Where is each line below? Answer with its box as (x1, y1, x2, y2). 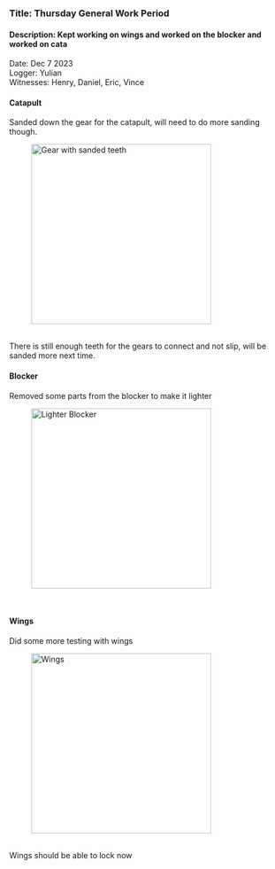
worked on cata (9, 38, 68, 49)
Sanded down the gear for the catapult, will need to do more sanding (9, 117, 260, 128)
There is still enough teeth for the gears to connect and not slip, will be (9, 341, 267, 352)
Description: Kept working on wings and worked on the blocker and (9, 29, 263, 40)
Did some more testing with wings (9, 635, 134, 646)
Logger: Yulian (9, 67, 63, 78)
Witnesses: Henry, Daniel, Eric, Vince (9, 77, 144, 88)
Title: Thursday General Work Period (9, 7, 170, 20)
